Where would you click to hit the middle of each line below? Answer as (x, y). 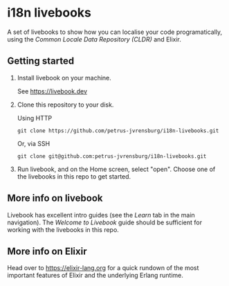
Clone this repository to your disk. (65, 105)
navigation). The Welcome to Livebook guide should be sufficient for (105, 222)
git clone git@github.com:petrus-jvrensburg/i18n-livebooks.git (112, 156)
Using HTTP (35, 118)
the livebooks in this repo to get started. (74, 176)
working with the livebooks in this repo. (63, 229)
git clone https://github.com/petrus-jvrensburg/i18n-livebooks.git (118, 131)
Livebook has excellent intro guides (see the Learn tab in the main (101, 215)
